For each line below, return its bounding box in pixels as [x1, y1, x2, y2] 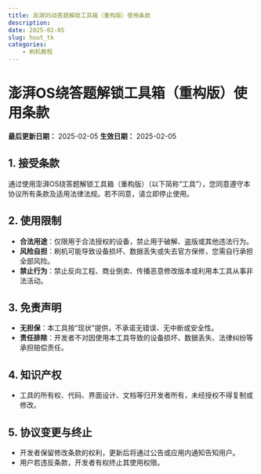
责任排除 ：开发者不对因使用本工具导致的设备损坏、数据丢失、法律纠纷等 [19, 333, 253, 343]
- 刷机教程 [22, 48, 53, 56]
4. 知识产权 [8, 368, 62, 381]
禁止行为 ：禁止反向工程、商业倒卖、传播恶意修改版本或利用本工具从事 [19, 266, 247, 275]
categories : [8, 41, 47, 49]
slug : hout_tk [8, 33, 55, 42]
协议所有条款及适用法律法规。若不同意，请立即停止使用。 [8, 189, 194, 198]
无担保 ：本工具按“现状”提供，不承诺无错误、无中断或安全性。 [19, 323, 219, 333]
